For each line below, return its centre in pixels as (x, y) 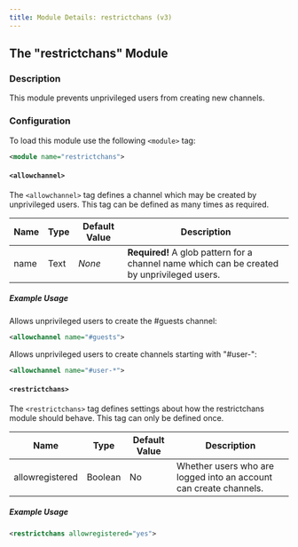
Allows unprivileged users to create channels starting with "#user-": (133, 354)
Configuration (40, 121)
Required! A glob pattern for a (190, 252)
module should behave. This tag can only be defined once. (117, 417)
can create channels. (220, 488)
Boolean (104, 477)
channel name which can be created (203, 263)
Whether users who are (225, 465)
